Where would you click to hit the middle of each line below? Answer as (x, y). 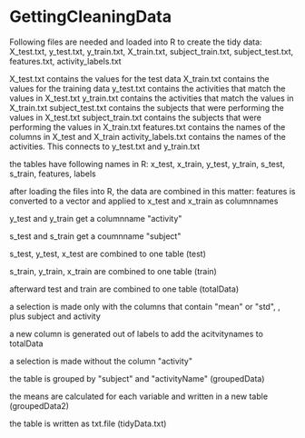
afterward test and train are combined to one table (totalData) (124, 289)
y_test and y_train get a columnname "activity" (96, 218)
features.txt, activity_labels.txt (65, 61)
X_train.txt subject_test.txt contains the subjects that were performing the (147, 107)
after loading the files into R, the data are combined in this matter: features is (152, 191)
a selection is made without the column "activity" (101, 361)
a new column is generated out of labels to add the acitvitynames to (136, 333)
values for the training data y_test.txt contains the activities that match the (148, 88)
